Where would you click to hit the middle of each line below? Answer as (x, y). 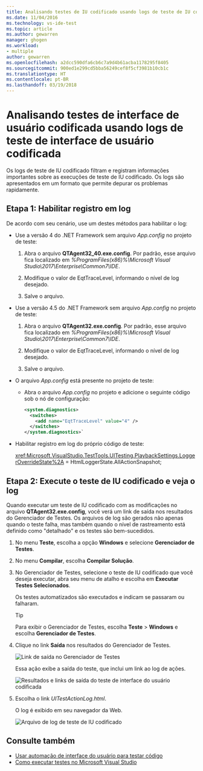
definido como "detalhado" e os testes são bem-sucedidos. (81, 531)
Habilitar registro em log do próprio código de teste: (79, 444)
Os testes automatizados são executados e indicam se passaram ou (100, 597)
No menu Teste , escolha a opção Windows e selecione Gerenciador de (105, 542)
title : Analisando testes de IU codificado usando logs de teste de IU (98, 12)
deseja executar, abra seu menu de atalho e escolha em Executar (97, 578)
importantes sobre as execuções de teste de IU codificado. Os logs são (95, 177)
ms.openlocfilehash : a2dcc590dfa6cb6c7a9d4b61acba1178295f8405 (88, 62)
